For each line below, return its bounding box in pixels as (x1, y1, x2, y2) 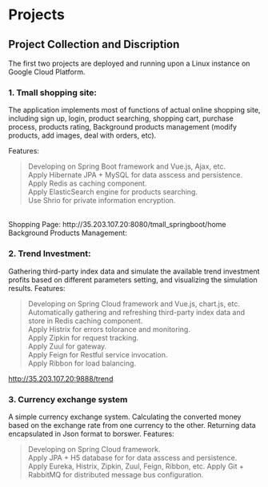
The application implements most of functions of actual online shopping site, (8, 106, 261, 115)
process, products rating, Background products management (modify (8, 122, 238, 132)
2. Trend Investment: (8, 248, 91, 259)
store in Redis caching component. (27, 316, 143, 325)
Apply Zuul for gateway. (27, 341, 107, 351)
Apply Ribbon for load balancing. (27, 358, 137, 368)
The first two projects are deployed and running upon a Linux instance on (8, 58, 250, 68)
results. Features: (8, 283, 66, 293)
